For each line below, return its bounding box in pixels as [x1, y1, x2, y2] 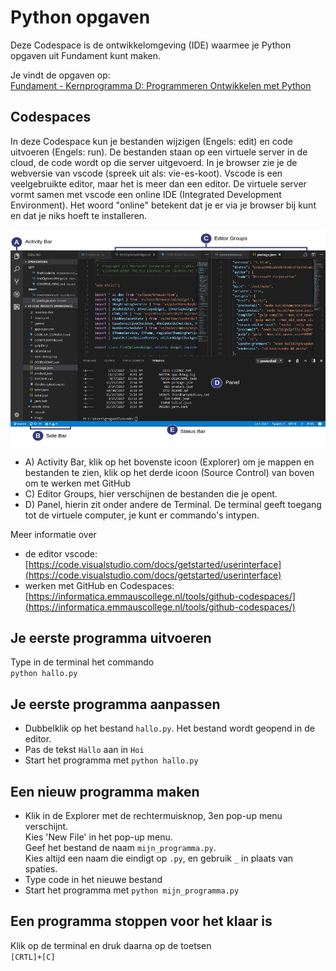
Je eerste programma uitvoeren [10, 629, 212, 646]
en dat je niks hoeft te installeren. [10, 209, 148, 221]
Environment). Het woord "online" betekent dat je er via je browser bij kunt [10, 199, 317, 211]
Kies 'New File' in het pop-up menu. [24, 831, 173, 843]
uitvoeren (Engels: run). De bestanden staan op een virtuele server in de [10, 146, 308, 158]
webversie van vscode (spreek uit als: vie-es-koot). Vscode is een [10, 167, 283, 179]
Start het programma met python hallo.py [24, 754, 199, 766]
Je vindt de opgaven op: [10, 69, 111, 81]
